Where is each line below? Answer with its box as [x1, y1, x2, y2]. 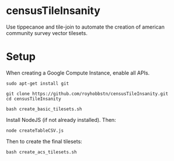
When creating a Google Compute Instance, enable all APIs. [6, 69, 150, 76]
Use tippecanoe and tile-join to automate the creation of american [6, 23, 165, 30]
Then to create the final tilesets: [6, 138, 83, 145]
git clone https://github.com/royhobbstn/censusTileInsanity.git [6, 90, 168, 97]
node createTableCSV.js [6, 127, 64, 134]
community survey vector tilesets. [6, 29, 88, 36]
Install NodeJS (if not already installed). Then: [6, 116, 116, 123]
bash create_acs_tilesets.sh [6, 149, 77, 155]
